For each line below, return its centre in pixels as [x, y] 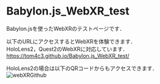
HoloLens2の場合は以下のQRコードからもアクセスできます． [82, 68]
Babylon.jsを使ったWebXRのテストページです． [66, 28]
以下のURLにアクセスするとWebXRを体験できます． [71, 41]
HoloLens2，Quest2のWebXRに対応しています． [67, 49]
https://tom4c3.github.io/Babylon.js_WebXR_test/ [68, 56]
